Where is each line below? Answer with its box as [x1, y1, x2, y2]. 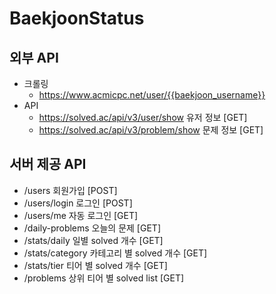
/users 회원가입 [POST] [23, 184, 118, 196]
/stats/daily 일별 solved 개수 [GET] [23, 234, 164, 246]
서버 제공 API [9, 156, 87, 173]
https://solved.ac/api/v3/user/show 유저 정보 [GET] [38, 112, 248, 123]
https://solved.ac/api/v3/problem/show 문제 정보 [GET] [38, 124, 264, 136]
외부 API [9, 49, 59, 66]
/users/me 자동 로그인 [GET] [23, 209, 139, 221]
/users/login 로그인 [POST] [23, 197, 133, 209]
